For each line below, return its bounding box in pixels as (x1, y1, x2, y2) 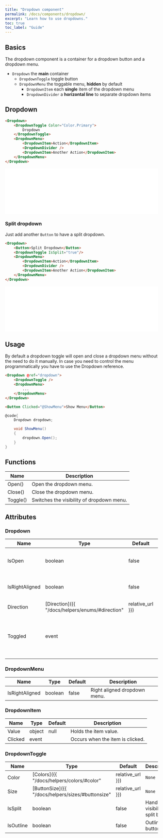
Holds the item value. (70, 728, 119, 734)
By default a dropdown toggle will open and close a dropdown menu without (5, 353, 158, 359)
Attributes (5, 513, 36, 521)
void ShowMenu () (14, 427, 47, 431)
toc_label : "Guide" (5, 25, 45, 30)
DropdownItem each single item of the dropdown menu (26, 86, 134, 92)
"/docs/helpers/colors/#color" (32, 777, 101, 784)
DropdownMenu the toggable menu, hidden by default (19, 81, 123, 87)
